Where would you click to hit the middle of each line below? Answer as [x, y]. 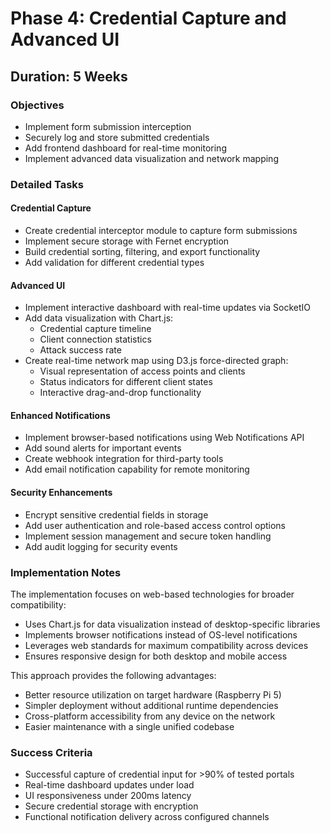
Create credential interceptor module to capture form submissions [161, 230]
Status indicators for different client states [126, 382]
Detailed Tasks [47, 184]
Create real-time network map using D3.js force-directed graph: [156, 361]
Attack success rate [80, 350]
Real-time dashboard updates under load [109, 785]
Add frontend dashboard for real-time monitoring [125, 148]
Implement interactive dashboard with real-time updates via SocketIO [168, 308]
